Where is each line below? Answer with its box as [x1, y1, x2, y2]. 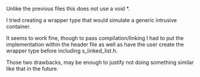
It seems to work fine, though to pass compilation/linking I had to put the [6, 35, 184, 41]
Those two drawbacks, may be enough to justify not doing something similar [6, 59, 194, 66]
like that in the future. [6, 65, 58, 72]
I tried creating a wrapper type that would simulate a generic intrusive [6, 17, 177, 23]
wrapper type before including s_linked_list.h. [6, 47, 118, 54]
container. [6, 23, 31, 30]
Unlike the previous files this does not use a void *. [6, 5, 130, 12]
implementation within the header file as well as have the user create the [6, 41, 185, 48]
